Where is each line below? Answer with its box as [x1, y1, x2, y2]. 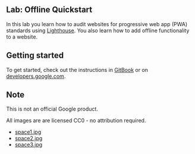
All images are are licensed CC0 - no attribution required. [6, 117, 146, 124]
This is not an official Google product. [6, 105, 98, 112]
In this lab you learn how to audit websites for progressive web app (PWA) [6, 20, 188, 27]
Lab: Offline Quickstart [6, 5, 93, 15]
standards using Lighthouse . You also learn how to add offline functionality [6, 27, 190, 34]
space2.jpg [14, 135, 43, 142]
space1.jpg [14, 128, 42, 136]
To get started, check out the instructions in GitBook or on [6, 66, 149, 73]
